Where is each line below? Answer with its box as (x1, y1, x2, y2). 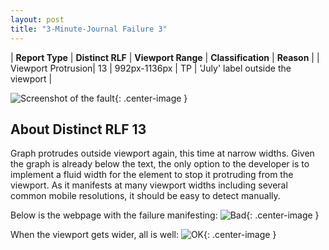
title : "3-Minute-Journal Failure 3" (10, 24, 168, 34)
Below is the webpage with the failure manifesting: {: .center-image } (10, 209, 320, 221)
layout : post (10, 14, 65, 25)
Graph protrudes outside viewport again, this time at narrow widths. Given (10, 147, 315, 160)
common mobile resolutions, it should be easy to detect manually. (10, 190, 281, 202)
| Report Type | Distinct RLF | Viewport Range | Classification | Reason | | (10, 51, 320, 63)
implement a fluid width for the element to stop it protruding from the (10, 169, 294, 181)
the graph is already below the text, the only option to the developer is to (10, 158, 310, 170)
